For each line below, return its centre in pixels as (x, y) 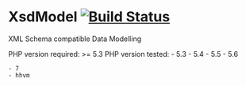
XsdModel (43, 17)
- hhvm (19, 75)
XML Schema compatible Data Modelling (75, 39)
